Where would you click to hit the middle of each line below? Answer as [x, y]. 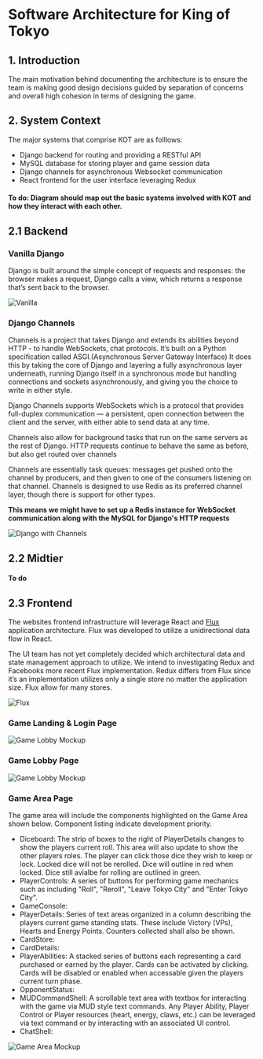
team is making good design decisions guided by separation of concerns [126, 87]
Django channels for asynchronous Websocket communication [121, 172]
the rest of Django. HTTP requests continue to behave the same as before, [129, 446]
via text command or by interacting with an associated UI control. [125, 1023]
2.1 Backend [38, 231]
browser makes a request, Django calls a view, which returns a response [125, 279]
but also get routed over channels [63, 454]
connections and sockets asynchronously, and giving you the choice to [123, 382]
